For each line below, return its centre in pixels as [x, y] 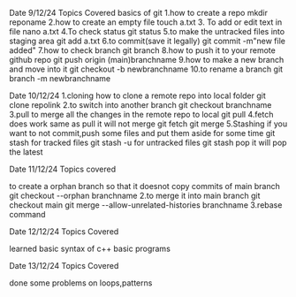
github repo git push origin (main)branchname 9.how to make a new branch [147, 60]
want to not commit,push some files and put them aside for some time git [142, 133]
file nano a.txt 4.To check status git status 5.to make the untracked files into [147, 31]
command [27, 214]
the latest [26, 152]
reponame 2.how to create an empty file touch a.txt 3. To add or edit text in [146, 22]
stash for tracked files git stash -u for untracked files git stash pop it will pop [148, 142]
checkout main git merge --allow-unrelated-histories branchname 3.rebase [146, 205]
